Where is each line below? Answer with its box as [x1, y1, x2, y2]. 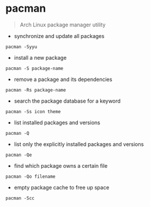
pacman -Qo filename [5, 174, 56, 179]
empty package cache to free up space [13, 184, 110, 191]
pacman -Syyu [5, 43, 37, 50]
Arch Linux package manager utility [19, 21, 106, 28]
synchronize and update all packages [13, 32, 105, 39]
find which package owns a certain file [13, 162, 108, 169]
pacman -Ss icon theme [5, 108, 61, 114]
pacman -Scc [5, 195, 35, 201]
